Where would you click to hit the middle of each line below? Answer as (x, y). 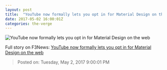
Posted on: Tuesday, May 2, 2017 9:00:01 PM (63, 62)
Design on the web (24, 53)
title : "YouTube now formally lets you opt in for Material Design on (81, 14)
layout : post (19, 10)
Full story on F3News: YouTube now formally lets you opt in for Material (78, 47)
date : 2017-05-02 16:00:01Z (34, 19)
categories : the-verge (29, 24)
